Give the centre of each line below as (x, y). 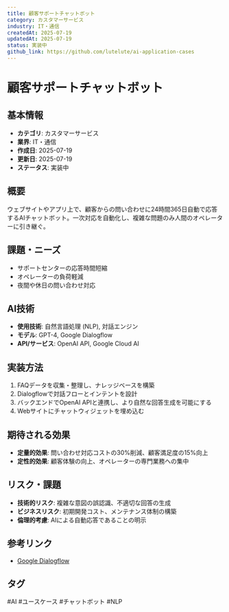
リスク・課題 (34, 485)
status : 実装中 (27, 45)
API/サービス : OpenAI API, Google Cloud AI (78, 343)
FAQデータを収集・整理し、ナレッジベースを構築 (86, 385)
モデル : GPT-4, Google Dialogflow (65, 335)
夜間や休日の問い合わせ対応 (56, 285)
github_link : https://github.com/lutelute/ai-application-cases (101, 52)
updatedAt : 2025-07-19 (39, 39)
